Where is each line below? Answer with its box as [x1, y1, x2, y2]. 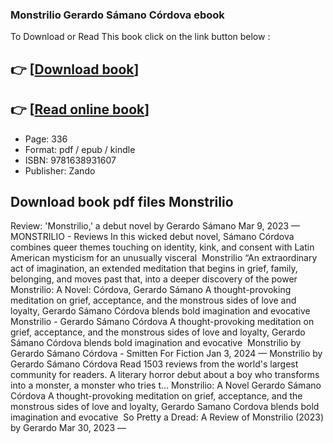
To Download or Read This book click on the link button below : [10, 31, 271, 43]
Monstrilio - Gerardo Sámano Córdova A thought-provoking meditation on [10, 316, 315, 328]
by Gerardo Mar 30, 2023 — [10, 422, 127, 434]
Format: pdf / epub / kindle [24, 143, 136, 155]
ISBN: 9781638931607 [24, 154, 117, 166]
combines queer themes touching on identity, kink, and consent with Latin [10, 241, 315, 253]
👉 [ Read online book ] [10, 101, 150, 118]
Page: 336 [24, 133, 68, 145]
